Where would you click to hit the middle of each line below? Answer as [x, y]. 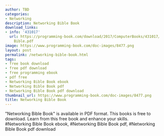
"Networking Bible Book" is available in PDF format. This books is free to [78, 114]
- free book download [27, 64]
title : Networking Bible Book [36, 100]
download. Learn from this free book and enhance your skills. [67, 119]
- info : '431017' [23, 32]
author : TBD [17, 9]
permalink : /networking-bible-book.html [47, 55]
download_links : [21, 28]
